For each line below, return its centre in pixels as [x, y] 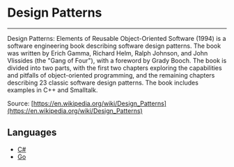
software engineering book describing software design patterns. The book [114, 46]
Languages [32, 133]
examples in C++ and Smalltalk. [53, 90]
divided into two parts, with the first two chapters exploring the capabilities [115, 68]
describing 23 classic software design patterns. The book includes [103, 82]
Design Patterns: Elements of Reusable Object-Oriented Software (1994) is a [117, 38]
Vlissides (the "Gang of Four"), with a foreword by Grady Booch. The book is [117, 60]
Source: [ [20, 103]
